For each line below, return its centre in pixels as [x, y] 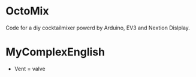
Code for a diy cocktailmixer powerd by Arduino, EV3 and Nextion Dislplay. [98, 28]
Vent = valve [30, 69]
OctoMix [27, 11]
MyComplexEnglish [55, 52]
